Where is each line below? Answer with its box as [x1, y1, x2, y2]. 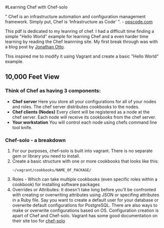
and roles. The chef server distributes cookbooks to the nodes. [12, 104, 140, 110]
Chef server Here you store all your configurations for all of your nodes [12, 98, 157, 104]
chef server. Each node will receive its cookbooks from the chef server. [12, 114, 156, 120]
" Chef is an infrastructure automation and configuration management [5, 14, 146, 19]
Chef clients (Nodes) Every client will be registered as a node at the [12, 109, 150, 114]
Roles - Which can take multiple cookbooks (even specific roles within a [12, 176, 158, 182]
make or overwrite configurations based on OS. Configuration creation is [12, 207, 159, 213]
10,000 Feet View [5, 73, 60, 81]
